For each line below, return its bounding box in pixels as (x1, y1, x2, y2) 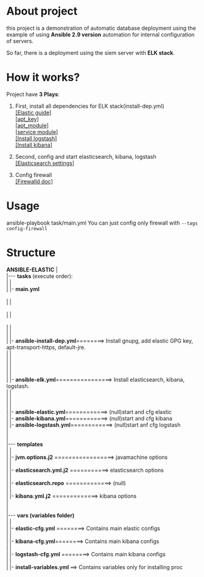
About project (6, 4, 78, 18)
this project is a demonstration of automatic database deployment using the (6, 24, 196, 32)
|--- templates (6, 440, 43, 448)
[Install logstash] (15, 135, 57, 142)
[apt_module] (15, 122, 49, 129)
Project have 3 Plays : (6, 90, 60, 98)
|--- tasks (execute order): (6, 272, 73, 279)
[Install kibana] (15, 141, 53, 149)
